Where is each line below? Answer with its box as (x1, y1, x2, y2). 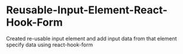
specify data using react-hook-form (6, 41, 93, 48)
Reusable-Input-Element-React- (6, 3, 168, 17)
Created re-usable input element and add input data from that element (6, 35, 177, 42)
